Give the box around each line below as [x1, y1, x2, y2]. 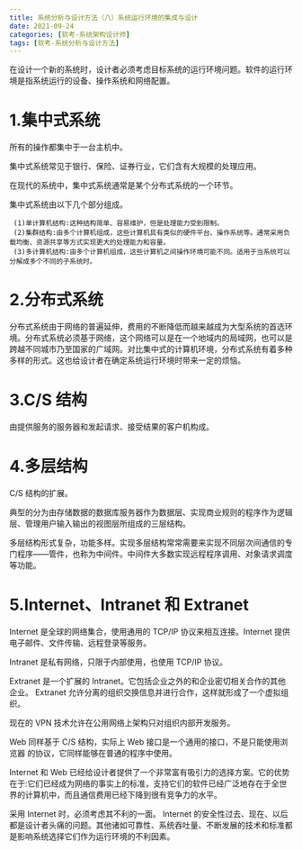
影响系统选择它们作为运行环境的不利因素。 [16, 830, 175, 842]
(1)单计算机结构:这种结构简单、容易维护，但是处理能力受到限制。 [13, 219, 224, 228]
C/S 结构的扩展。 [9, 488, 74, 498]
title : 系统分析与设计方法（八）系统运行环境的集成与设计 [9, 13, 199, 23]
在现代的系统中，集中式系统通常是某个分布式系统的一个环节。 [9, 180, 238, 191]
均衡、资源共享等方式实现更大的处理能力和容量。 [15, 238, 171, 248]
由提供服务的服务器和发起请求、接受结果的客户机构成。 [9, 421, 214, 432]
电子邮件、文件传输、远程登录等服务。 [9, 637, 151, 648]
